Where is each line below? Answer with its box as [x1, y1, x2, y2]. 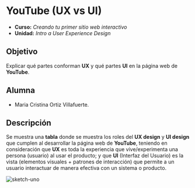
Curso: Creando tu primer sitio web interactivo [14, 23, 127, 30]
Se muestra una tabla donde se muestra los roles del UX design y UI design [6, 134, 190, 141]
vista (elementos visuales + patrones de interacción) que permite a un [6, 158, 175, 165]
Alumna [6, 86, 35, 95]
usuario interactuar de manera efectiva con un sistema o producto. [6, 165, 167, 172]
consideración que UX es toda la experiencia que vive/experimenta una [6, 146, 178, 153]
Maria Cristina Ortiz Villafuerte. [14, 101, 89, 108]
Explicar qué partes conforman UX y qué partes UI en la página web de [6, 62, 178, 69]
